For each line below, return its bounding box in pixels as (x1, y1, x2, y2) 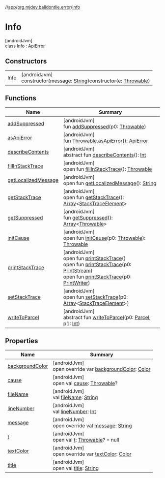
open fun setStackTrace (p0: (63, 293, 128, 300)
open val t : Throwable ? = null (53, 437, 119, 444)
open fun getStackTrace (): (63, 194, 124, 201)
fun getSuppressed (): (63, 214, 113, 221)
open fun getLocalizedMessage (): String (63, 180, 157, 187)
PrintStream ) (63, 267, 93, 274)
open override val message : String (53, 422, 132, 429)
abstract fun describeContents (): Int (63, 151, 146, 158)
